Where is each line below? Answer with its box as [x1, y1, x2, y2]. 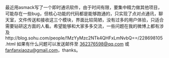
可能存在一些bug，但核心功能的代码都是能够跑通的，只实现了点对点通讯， [5, 10, 159, 16]
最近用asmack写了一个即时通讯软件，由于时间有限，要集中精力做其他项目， [5, 4, 162, 10]
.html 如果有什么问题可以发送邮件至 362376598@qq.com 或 [5, 41, 130, 46]
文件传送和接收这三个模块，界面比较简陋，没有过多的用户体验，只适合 [18, 17, 164, 22]
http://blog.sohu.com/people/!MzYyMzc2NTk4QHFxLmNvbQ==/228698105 [5, 35, 163, 41]
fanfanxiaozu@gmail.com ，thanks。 [5, 47, 81, 53]
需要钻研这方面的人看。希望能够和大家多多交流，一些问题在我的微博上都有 [5, 23, 159, 29]
